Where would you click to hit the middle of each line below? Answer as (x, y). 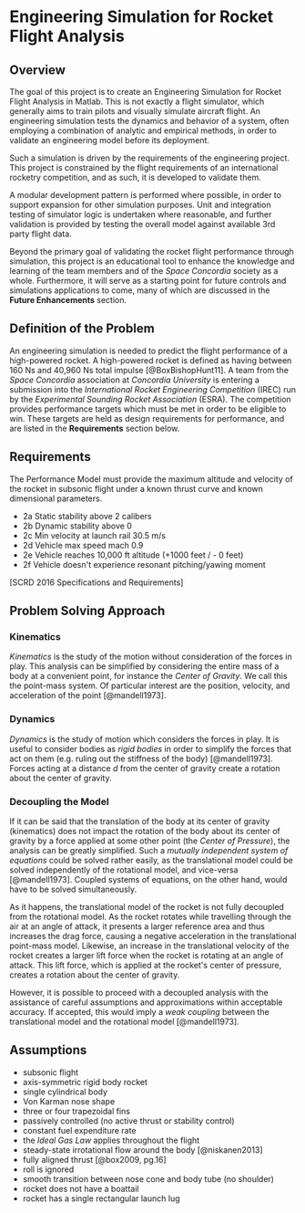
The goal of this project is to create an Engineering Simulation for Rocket (146, 92)
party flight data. (41, 234)
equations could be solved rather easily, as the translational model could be (151, 860)
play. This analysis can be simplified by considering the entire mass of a (144, 666)
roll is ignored (48, 1169)
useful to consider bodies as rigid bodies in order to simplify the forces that (151, 748)
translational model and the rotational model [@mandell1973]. (124, 1021)
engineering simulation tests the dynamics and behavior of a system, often (149, 121)
